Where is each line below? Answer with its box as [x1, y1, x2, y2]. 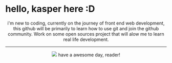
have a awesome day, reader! [58, 52, 120, 58]
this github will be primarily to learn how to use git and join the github [13, 25, 159, 31]
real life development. [63, 36, 109, 43]
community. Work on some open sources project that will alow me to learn [7, 31, 165, 37]
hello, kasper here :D [5, 3, 95, 15]
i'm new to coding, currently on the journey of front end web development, [7, 20, 165, 26]
